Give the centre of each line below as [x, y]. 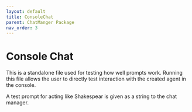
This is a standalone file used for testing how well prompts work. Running [95, 73]
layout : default [26, 11]
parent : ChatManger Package [40, 22]
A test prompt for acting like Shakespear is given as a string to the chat [92, 96]
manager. [18, 103]
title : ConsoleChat [30, 17]
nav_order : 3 [22, 28]
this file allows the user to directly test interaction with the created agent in [96, 79]
